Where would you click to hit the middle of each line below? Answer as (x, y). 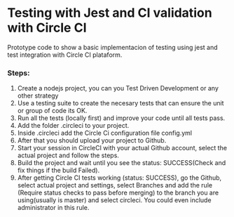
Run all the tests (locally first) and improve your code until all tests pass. (121, 118)
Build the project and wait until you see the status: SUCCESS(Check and (122, 163)
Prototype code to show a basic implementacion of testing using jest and (113, 47)
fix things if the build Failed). (58, 171)
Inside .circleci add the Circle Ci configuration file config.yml (105, 133)
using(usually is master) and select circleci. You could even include (114, 200)
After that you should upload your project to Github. (92, 140)
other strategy (38, 96)
